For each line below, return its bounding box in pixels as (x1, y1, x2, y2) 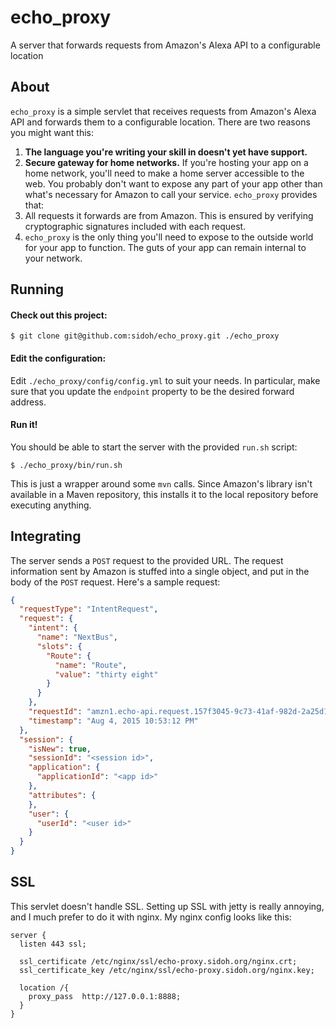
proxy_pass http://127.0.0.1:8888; (28, 991, 182, 1001)
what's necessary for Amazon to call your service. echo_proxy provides (24, 188, 318, 200)
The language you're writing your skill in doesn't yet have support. (24, 146, 308, 158)
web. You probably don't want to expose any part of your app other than (24, 177, 323, 190)
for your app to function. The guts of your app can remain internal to (24, 241, 307, 253)
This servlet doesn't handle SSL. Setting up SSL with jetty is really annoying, (10, 900, 325, 912)
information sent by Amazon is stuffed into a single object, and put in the (10, 565, 310, 577)
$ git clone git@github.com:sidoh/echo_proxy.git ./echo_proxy (10, 331, 280, 341)
